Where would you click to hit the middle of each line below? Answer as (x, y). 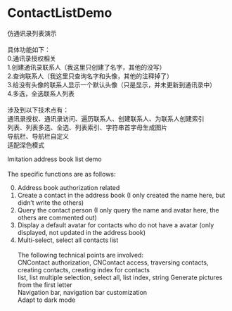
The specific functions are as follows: (62, 174)
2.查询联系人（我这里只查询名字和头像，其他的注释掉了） (90, 76)
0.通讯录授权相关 (32, 58)
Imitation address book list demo (54, 159)
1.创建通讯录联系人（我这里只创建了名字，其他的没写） (86, 67)
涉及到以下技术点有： (38, 110)
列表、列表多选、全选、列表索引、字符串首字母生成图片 (87, 127)
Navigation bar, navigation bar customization (82, 292)
